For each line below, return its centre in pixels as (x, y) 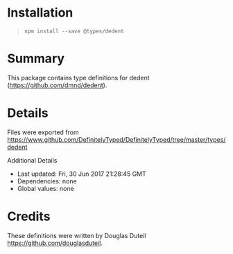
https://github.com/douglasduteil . (55, 243)
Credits (29, 217)
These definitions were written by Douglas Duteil (77, 235)
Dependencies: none (47, 181)
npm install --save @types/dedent (74, 31)
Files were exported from (43, 132)
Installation (40, 13)
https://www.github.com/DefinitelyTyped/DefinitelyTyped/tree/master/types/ (116, 139)
